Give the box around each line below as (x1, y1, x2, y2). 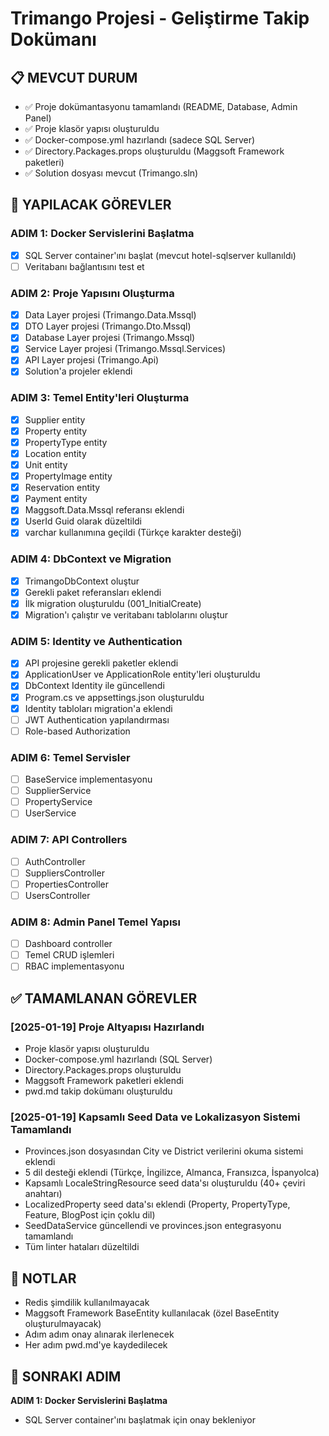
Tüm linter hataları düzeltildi (24, 1241, 140, 1253)
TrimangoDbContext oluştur (24, 575, 140, 587)
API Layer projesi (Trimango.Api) (24, 354, 160, 366)
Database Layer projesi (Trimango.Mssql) (24, 332, 196, 344)
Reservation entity (24, 482, 101, 494)
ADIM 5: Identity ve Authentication (10, 634, 183, 648)
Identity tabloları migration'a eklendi (24, 702, 173, 714)
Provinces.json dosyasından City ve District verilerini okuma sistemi (24, 1145, 304, 1157)
